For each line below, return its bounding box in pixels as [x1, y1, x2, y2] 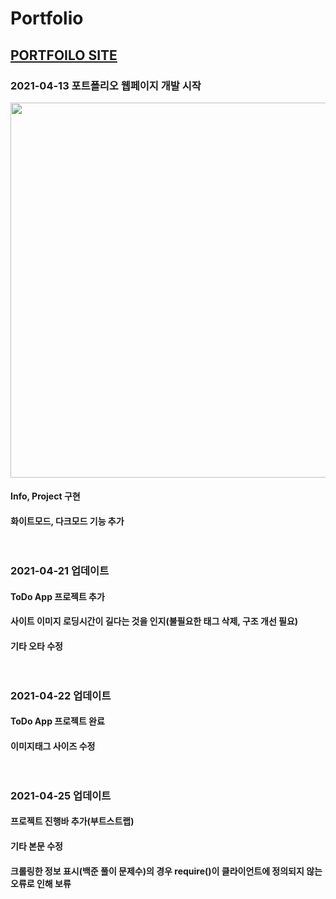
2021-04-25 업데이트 [10, 788, 112, 802]
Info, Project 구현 [10, 490, 81, 502]
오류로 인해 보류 [10, 877, 72, 889]
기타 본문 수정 [10, 840, 63, 852]
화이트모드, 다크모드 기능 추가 [10, 515, 125, 527]
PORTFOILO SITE [10, 47, 118, 64]
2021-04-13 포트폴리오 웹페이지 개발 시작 [10, 78, 202, 92]
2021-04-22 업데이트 [10, 688, 112, 702]
